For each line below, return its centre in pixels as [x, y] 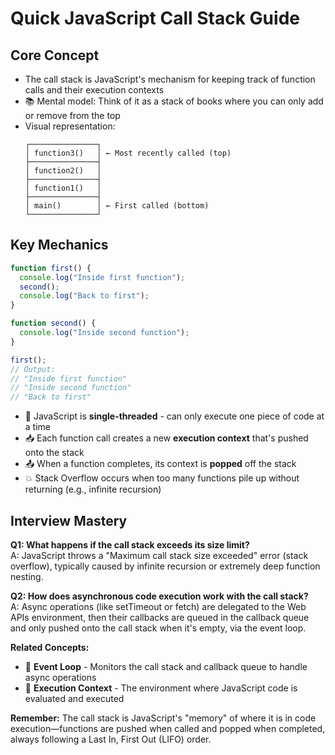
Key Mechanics [59, 245]
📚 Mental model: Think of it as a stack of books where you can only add [174, 101]
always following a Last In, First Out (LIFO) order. [111, 739]
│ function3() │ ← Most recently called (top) [128, 153]
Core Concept [55, 55]
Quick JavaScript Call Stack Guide [155, 18]
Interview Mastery [69, 520]
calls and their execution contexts [94, 90]
